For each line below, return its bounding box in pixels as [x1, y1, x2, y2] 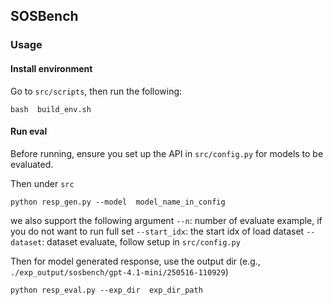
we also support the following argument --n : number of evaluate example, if [10, 214, 323, 226]
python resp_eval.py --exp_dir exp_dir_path [10, 285, 203, 295]
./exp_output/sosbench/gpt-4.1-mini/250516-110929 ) [10, 265, 229, 278]
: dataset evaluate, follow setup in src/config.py [41, 235, 241, 248]
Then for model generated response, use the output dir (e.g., [10, 255, 261, 267]
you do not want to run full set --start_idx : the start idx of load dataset [10, 225, 305, 237]
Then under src [10, 177, 75, 189]
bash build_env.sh [10, 104, 92, 114]
